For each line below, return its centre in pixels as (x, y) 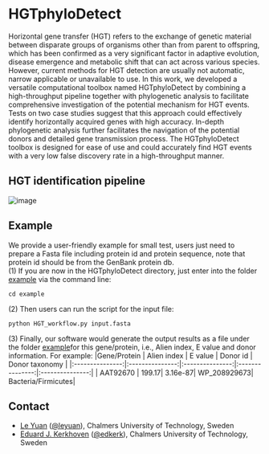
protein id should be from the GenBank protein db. (91, 262)
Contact (29, 406)
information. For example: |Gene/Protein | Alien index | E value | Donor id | (130, 355)
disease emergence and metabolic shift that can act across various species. (134, 62)
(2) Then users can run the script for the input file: (91, 309)
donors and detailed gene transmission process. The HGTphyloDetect (124, 138)
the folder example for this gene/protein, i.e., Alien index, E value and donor (132, 347)
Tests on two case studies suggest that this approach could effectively (125, 112)
